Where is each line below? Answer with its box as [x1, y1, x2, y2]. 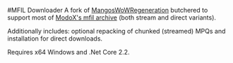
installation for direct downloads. [7, 34, 103, 43]
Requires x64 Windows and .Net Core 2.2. [7, 48, 130, 56]
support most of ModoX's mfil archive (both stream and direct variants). [7, 13, 217, 22]
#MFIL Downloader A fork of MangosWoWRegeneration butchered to [7, 6, 208, 14]
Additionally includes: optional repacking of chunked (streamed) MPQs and [7, 27, 226, 35]
